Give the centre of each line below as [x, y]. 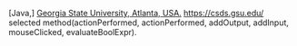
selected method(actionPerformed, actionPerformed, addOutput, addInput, [149, 23]
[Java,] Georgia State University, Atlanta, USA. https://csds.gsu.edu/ [136, 13]
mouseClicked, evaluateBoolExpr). [73, 32]
